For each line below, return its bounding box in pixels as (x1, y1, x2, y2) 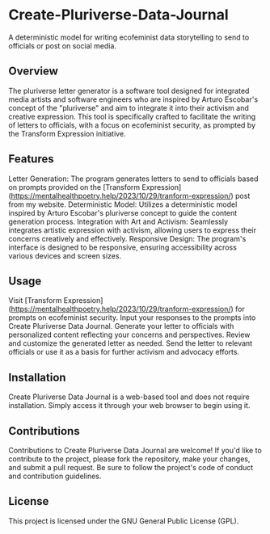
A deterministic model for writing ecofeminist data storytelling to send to (8, 32, 250, 42)
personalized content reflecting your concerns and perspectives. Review (8, 330, 251, 340)
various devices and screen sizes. (8, 250, 122, 260)
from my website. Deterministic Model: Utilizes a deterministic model (8, 200, 238, 209)
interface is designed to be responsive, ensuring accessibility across (8, 242, 237, 252)
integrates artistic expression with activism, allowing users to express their (8, 225, 257, 235)
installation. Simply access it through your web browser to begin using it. (8, 401, 251, 410)
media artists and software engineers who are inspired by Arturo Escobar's (8, 95, 259, 104)
